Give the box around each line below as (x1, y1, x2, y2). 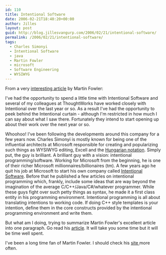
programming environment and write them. (5, 210, 93, 216)
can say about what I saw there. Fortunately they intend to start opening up (5, 116, 159, 122)
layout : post (5, 26, 32, 31)
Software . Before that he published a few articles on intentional (5, 173, 134, 179)
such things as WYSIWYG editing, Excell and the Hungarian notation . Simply (5, 147, 161, 153)
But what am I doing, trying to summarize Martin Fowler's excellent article (5, 219, 156, 226)
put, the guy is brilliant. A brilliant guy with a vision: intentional (5, 152, 132, 158)
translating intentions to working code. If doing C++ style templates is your (5, 199, 158, 205)
